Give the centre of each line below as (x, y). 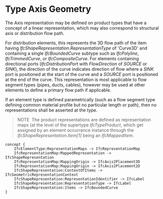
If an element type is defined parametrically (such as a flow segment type (80, 99)
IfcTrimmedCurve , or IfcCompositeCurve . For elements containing (72, 58)
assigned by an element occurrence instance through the (76, 130)
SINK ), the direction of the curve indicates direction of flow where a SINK (80, 69)
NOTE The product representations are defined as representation (84, 119)
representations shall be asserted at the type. (51, 110)
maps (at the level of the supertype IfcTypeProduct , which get (80, 125)
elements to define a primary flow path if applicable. (58, 90)
